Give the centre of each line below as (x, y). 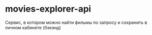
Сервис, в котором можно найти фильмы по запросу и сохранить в (76, 22)
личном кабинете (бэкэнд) (33, 27)
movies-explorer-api (48, 9)
